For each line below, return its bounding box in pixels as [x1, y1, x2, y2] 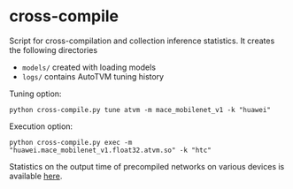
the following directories [9, 44, 98, 55]
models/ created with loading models [21, 62, 157, 72]
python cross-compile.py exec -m [9, 138, 133, 147]
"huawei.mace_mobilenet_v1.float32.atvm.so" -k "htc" [9, 146, 212, 155]
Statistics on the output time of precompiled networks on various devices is [9, 161, 285, 171]
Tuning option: [9, 88, 62, 99]
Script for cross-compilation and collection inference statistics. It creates [9, 35, 275, 46]
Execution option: [9, 121, 73, 132]
